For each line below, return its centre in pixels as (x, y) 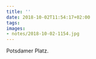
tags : (13, 23)
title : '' (19, 12)
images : (16, 28)
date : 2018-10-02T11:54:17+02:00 (48, 17)
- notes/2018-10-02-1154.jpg (43, 34)
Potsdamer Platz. (27, 51)
